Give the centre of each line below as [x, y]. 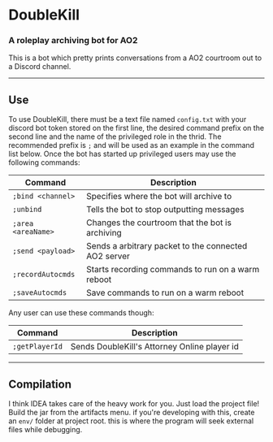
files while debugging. [45, 430]
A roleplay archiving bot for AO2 [73, 41]
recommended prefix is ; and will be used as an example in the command [131, 145]
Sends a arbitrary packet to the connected [167, 246]
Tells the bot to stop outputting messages [165, 210]
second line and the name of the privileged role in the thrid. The [115, 136]
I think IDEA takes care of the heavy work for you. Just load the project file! [134, 404]
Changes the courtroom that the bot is [159, 223]
